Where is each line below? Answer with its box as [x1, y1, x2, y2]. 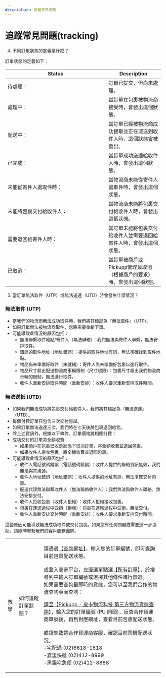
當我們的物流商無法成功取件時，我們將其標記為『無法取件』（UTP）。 [12, 318, 152, 324]
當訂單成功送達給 [108, 152, 148, 159]
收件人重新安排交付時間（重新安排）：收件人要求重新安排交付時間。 [19, 511, 157, 517]
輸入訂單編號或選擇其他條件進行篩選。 [58, 574, 148, 581]
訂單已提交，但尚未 [108, 79, 153, 86]
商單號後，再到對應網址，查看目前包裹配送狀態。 [43, 616, 158, 623]
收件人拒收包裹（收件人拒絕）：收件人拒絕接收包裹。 [19, 499, 126, 505]
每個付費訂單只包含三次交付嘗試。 [12, 418, 82, 424]
